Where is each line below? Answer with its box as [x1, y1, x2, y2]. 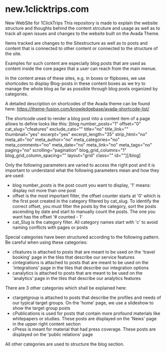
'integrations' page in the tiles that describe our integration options [12, 265, 149, 271]
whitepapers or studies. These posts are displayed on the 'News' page [12, 315, 157, 321]
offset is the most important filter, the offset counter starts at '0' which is [12, 193, 161, 199]
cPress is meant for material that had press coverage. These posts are [12, 326, 156, 332]
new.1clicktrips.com [5, 3, 89, 15]
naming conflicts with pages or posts [12, 224, 88, 230]
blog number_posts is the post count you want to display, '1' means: [12, 182, 151, 188]
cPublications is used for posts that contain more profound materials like [12, 310, 161, 316]
